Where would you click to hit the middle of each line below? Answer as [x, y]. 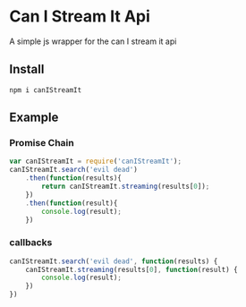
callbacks [31, 243]
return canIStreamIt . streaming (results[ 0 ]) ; [126, 187]
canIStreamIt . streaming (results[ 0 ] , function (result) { [132, 269]
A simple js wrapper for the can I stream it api [93, 41]
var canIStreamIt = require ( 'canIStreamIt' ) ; [95, 162]
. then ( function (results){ [74, 178]
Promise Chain [42, 143]
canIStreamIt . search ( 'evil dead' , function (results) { [114, 261]
